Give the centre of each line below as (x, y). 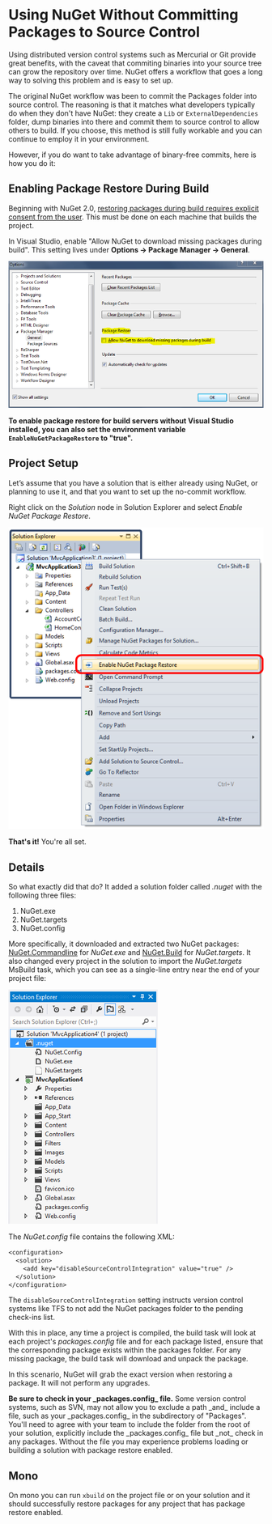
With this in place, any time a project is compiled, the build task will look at (132, 1333)
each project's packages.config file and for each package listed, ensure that (136, 1342)
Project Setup (44, 463)
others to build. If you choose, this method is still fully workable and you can (136, 130)
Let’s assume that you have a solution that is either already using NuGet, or (133, 482)
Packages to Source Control (104, 32)
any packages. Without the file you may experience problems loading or (128, 1441)
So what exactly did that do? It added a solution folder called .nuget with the (135, 887)
